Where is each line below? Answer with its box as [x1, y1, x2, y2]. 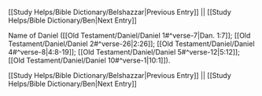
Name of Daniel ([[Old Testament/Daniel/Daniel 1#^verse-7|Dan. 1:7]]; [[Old [8, 31, 251, 40]
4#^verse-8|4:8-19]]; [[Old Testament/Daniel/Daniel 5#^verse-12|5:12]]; [8, 48, 240, 56]
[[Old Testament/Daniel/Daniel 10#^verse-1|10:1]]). [8, 55, 171, 65]
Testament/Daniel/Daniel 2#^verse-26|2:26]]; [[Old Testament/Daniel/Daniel [8, 39, 255, 48]
